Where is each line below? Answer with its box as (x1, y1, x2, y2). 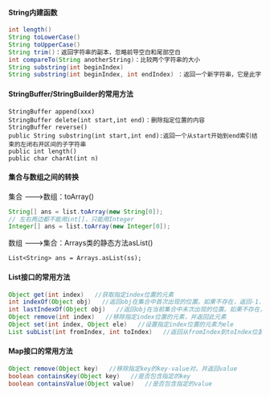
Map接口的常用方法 (8, 346, 73, 356)
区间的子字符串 (43, 140, 87, 148)
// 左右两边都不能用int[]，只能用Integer (8, 215, 135, 223)
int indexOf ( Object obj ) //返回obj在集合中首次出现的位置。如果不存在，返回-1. (8, 298, 263, 306)
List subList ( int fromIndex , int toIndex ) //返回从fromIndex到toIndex (8, 328, 252, 336)
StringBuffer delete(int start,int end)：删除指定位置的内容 (8, 116, 205, 124)
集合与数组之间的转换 (8, 172, 79, 182)
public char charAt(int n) (8, 154, 99, 163)
